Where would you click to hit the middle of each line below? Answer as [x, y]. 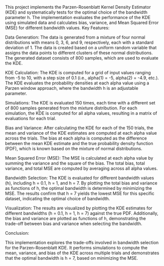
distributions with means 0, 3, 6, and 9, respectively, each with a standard [79, 42]
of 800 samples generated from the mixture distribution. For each [71, 108]
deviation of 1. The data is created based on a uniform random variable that [81, 48]
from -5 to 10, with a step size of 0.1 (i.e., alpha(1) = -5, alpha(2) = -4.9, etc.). [82, 78]
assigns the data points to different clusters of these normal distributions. [79, 53]
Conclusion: [17, 233]
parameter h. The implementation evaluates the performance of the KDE [78, 17]
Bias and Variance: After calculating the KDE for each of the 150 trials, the [79, 128]
